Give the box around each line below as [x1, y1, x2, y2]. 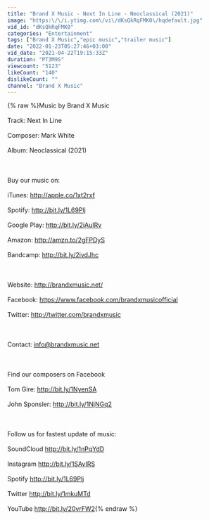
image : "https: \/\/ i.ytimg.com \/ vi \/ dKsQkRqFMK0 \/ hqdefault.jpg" [7, 17, 203, 24]
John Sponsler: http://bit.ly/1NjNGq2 [7, 400, 113, 408]
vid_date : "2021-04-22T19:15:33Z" [7, 50, 109, 57]
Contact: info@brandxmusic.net [7, 340, 100, 349]
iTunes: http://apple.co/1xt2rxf [7, 191, 95, 200]
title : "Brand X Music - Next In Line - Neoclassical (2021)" [7, 10, 194, 18]
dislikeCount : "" [7, 75, 58, 83]
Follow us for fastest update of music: [7, 430, 117, 438]
